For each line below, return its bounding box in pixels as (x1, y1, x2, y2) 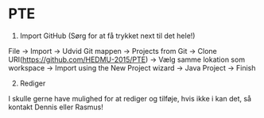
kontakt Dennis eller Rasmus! (8, 102, 103, 112)
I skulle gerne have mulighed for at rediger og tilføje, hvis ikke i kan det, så (8, 93, 252, 103)
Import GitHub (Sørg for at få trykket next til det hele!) (19, 31, 196, 40)
